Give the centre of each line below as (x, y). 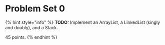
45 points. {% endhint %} (31, 37)
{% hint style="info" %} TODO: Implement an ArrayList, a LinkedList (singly (83, 22)
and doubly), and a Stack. (32, 27)
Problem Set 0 (35, 9)
